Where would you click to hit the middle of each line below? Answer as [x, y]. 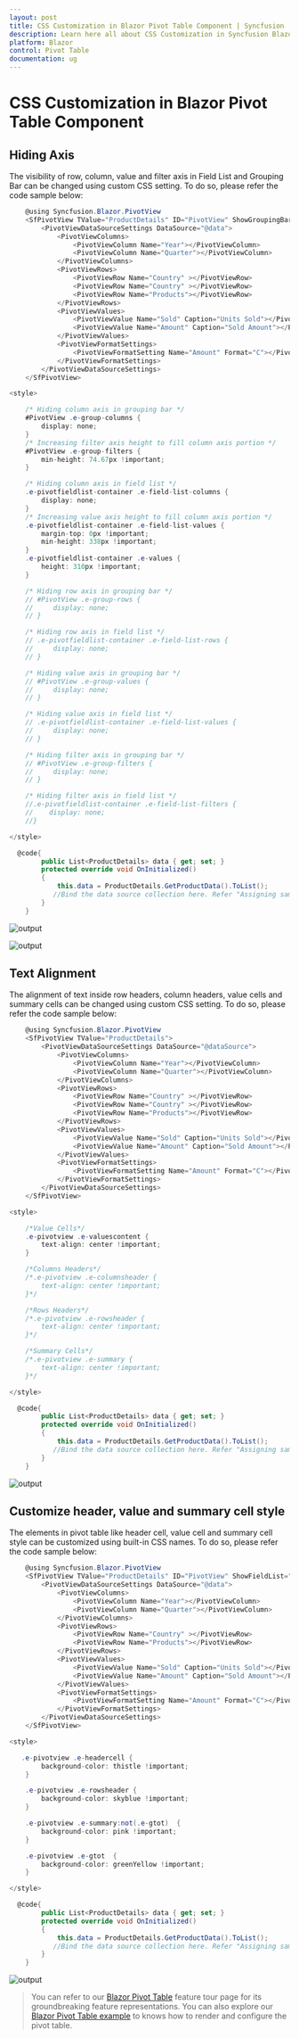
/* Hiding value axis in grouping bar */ [103, 673]
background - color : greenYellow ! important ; [123, 1864]
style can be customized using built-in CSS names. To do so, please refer [144, 1542]
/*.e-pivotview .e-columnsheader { [91, 1278]
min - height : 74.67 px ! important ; [103, 459]
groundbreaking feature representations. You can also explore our [152, 2007]
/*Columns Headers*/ [63, 1269]
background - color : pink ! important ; [109, 1831]
